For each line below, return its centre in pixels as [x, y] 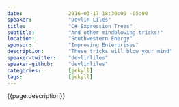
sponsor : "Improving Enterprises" [73, 45]
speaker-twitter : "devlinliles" [58, 58]
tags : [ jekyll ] [50, 77]
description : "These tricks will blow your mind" [90, 52]
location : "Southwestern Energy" [70, 39]
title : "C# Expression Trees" [70, 26]
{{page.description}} [36, 96]
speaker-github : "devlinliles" [58, 64]
